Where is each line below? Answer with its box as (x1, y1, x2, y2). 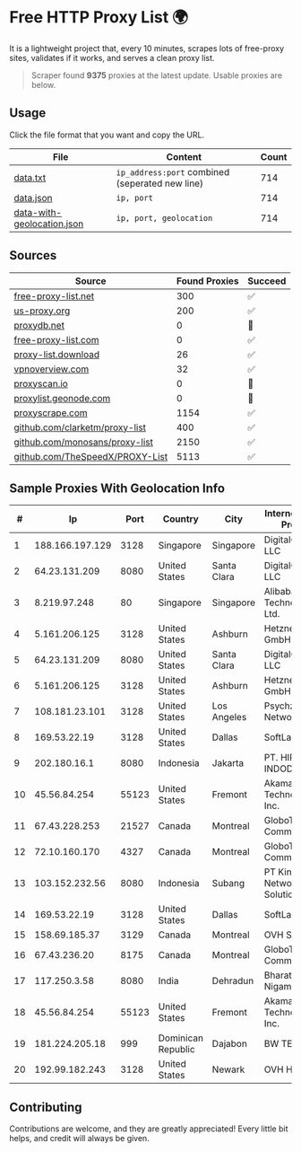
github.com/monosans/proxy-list (13, 435, 154, 448)
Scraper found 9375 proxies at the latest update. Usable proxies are (30, 69, 283, 81)
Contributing (9, 1099, 82, 1114)
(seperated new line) (116, 177, 204, 189)
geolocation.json (13, 217, 84, 230)
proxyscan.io (13, 377, 69, 390)
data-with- (13, 206, 63, 218)
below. (30, 79, 56, 90)
